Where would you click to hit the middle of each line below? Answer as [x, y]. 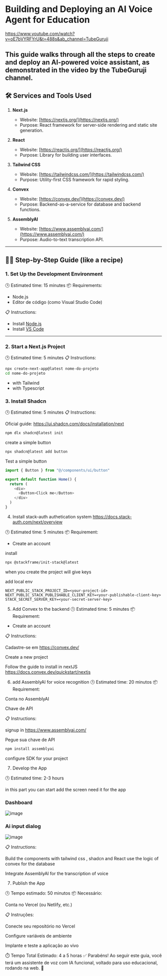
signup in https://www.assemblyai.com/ [46, 730]
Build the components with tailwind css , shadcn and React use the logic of [82, 859]
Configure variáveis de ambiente [39, 936]
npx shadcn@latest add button [37, 452]
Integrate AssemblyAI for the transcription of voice [57, 874]
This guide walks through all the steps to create [80, 55]
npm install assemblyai [30, 749]
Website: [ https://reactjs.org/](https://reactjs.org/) [71, 150]
